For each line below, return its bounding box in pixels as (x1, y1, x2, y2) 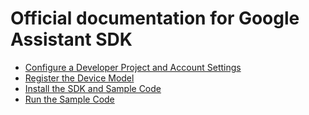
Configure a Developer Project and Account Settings (24, 61, 242, 73)
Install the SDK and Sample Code (24, 82, 162, 94)
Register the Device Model (24, 72, 135, 84)
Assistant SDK (10, 28, 133, 51)
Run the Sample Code (24, 93, 115, 105)
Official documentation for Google (10, 7, 300, 30)
